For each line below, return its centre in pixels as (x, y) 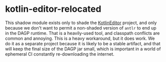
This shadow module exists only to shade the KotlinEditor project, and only (81, 23)
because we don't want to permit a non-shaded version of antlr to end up (81, 28)
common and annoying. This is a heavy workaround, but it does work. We (80, 38)
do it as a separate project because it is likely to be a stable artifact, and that (83, 43)
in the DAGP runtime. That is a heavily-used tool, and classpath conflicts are (83, 33)
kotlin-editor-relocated (53, 9)
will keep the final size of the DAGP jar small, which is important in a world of (83, 49)
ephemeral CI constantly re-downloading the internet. (60, 54)
